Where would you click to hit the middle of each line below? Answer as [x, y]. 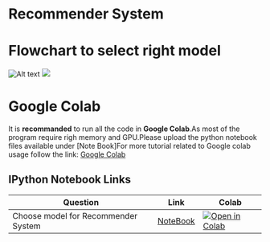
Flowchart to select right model [115, 51]
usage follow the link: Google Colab [67, 154]
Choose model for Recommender [75, 215]
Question [81, 202]
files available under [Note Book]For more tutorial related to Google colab [129, 146]
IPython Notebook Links [70, 180]
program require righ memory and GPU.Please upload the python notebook [133, 137]
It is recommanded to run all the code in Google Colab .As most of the [124, 129]
